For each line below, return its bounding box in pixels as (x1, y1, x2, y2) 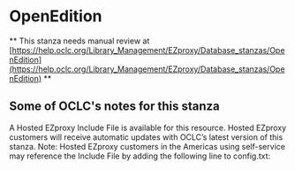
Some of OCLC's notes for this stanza (9, 99, 220, 114)
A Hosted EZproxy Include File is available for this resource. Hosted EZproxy (9, 122, 287, 133)
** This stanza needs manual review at (9, 35, 150, 46)
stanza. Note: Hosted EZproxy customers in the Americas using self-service (9, 141, 285, 151)
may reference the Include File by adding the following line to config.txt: (9, 151, 271, 161)
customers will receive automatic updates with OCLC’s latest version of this (9, 131, 284, 143)
